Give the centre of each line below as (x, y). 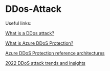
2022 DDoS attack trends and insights (46, 63)
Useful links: (18, 23)
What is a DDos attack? (30, 33)
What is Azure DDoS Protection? (39, 43)
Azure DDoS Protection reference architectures (55, 53)
